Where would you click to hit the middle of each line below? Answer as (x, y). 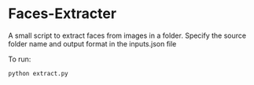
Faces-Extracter (62, 14)
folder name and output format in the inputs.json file (92, 43)
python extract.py (38, 73)
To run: (20, 59)
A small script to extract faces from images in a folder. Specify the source (127, 35)
